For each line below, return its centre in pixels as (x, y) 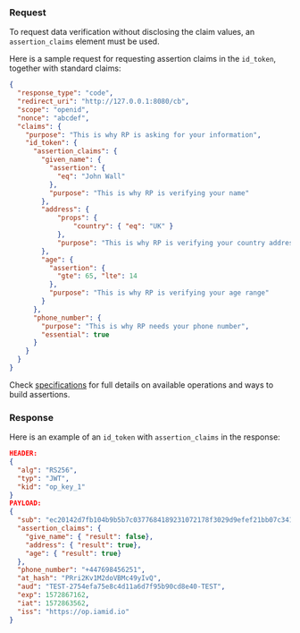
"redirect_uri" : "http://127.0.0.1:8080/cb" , (104, 102)
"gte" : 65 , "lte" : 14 (97, 276)
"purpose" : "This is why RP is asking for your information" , (143, 135)
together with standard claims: (65, 68)
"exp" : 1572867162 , (54, 595)
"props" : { (77, 218)
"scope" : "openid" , (54, 109)
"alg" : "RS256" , (47, 470)
